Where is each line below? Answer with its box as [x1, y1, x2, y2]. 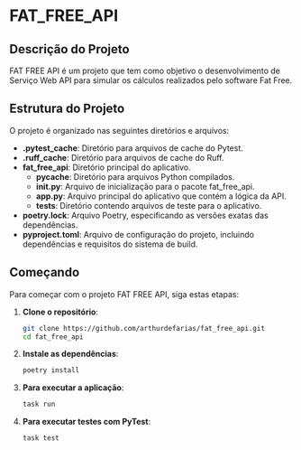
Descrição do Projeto [9, 42, 130, 57]
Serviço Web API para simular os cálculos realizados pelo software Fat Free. [9, 75, 293, 86]
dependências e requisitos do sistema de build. [22, 239, 198, 249]
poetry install [22, 366, 80, 375]
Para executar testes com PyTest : [22, 417, 151, 427]
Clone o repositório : [22, 306, 99, 317]
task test [22, 434, 60, 443]
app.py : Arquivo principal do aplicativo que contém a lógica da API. [35, 191, 287, 202]
